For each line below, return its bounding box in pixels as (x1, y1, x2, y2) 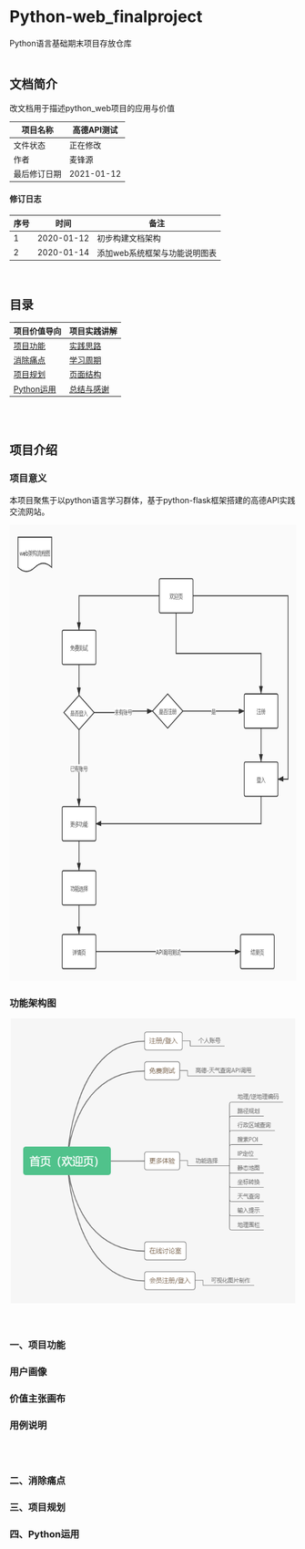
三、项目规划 (9, 1501, 66, 1513)
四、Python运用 (9, 1527, 80, 1540)
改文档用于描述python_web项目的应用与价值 (9, 102, 176, 113)
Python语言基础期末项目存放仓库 (9, 37, 132, 48)
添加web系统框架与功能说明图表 (97, 247, 217, 258)
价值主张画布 (9, 1392, 66, 1405)
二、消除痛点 (9, 1474, 66, 1487)
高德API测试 (72, 125, 118, 136)
